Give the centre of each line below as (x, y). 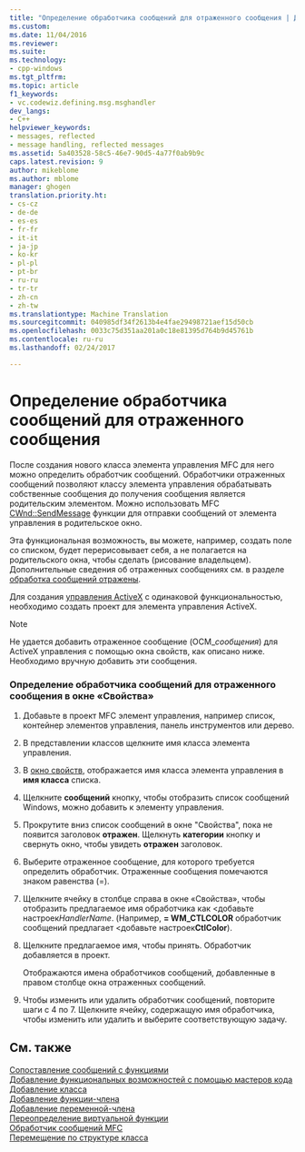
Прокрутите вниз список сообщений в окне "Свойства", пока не (148, 824)
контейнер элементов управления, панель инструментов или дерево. (158, 725)
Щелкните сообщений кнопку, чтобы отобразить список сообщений (156, 797)
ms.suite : (28, 52)
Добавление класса (49, 1089)
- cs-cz (24, 204)
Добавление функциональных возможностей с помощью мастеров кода (151, 1079)
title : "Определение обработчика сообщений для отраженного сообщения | (150, 18)
